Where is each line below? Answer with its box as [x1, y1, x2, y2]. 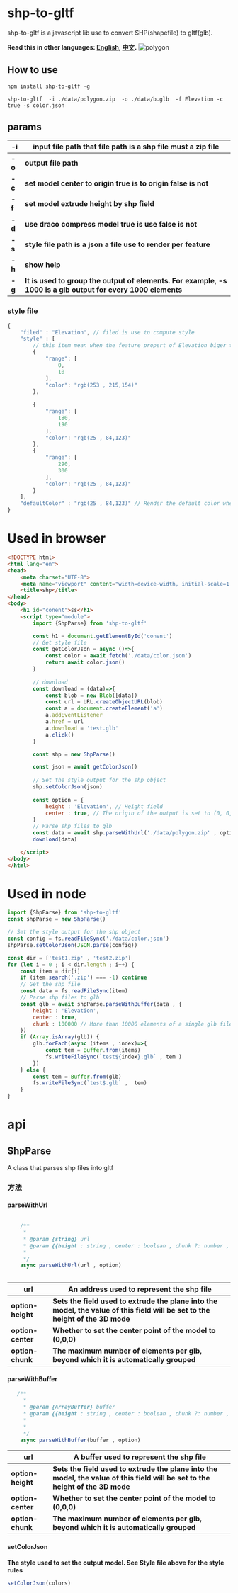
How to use [7, 64, 58, 76]
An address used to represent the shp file [68, 1284, 212, 1294]
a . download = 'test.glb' [45, 725, 119, 732]
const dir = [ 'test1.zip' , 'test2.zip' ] [7, 954, 132, 961]
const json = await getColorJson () [33, 764, 138, 771]
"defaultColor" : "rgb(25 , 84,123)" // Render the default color [20, 500, 220, 507]
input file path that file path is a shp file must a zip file [33, 142, 220, 152]
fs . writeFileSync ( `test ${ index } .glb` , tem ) [45, 1053, 182, 1060]
